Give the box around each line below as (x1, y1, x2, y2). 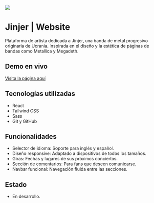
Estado (5, 180, 27, 189)
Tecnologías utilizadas (5, 90, 75, 98)
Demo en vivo (5, 62, 48, 71)
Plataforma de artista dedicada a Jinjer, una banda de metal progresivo (5, 37, 148, 44)
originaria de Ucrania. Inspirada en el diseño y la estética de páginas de (5, 43, 149, 49)
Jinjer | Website (5, 22, 70, 33)
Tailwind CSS (12, 108, 39, 114)
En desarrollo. (12, 194, 41, 200)
